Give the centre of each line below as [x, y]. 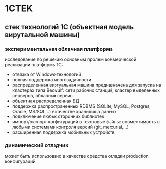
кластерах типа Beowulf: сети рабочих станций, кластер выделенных [86, 90]
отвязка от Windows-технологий [47, 74]
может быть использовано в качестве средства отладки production [77, 156]
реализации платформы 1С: [34, 64]
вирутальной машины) [43, 34]
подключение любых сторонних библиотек [58, 116]
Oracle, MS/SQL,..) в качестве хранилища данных [65, 111]
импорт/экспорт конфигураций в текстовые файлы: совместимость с [86, 121]
